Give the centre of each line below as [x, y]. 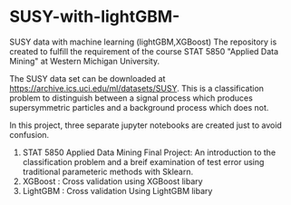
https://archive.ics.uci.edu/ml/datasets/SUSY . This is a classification [137, 88]
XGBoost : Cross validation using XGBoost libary [112, 181]
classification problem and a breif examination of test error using [143, 161]
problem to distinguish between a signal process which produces [131, 98]
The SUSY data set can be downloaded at [87, 78]
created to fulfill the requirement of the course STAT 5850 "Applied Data [144, 51]
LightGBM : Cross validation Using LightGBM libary [117, 190]
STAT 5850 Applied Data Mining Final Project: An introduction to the [149, 152]
